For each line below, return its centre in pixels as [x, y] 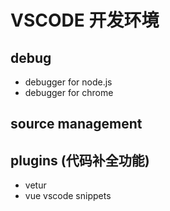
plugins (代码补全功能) [80, 160]
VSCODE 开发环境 [85, 20]
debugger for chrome [69, 92]
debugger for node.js [68, 82]
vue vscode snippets [68, 196]
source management [76, 124]
